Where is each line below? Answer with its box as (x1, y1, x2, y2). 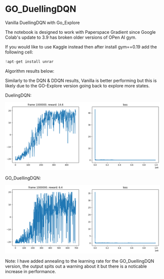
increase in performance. (5, 268, 56, 274)
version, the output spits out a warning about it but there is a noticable (5, 263, 147, 269)
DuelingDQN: (5, 92, 32, 98)
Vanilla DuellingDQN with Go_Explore (5, 20, 80, 25)
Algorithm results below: (5, 68, 55, 74)
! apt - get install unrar (5, 59, 54, 64)
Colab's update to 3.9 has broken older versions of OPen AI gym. (5, 34, 137, 40)
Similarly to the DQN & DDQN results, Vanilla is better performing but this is (5, 77, 157, 83)
